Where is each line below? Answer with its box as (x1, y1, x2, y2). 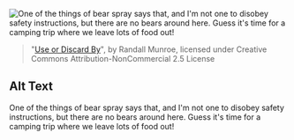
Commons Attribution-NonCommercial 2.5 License (30, 54, 215, 63)
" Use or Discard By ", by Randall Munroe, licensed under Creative (30, 44, 268, 55)
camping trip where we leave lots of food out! (9, 121, 175, 131)
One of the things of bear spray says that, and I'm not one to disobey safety (9, 102, 285, 113)
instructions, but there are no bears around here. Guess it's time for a (9, 111, 261, 122)
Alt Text (9, 79, 53, 94)
